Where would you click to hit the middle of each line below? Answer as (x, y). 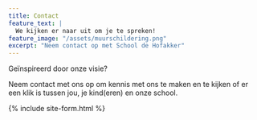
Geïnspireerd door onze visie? (58, 68)
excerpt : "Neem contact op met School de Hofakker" (96, 46)
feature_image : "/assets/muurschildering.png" (88, 38)
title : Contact (34, 16)
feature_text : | (35, 23)
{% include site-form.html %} (57, 109)
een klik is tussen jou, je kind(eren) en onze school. (93, 93)
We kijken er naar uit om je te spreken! (86, 31)
